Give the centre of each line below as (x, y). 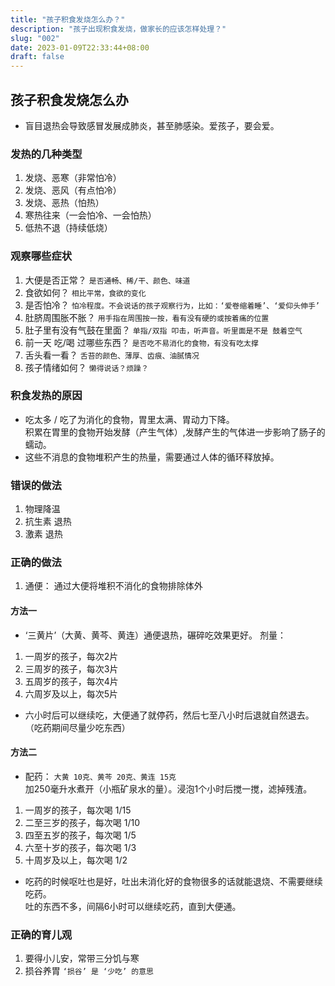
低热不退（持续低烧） (68, 228)
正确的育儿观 (41, 934)
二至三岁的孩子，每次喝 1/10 (82, 822)
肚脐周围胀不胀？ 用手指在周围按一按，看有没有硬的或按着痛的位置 (147, 317)
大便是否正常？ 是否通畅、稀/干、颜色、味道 (107, 280)
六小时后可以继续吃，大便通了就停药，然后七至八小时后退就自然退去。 (169, 715)
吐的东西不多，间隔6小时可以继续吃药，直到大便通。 (133, 906)
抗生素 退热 (48, 522)
